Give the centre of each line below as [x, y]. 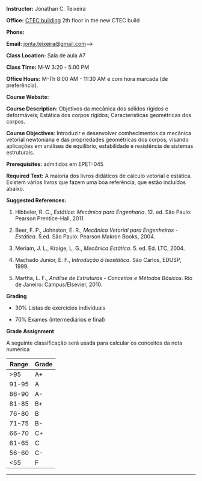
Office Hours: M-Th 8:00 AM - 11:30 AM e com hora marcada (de [87, 79]
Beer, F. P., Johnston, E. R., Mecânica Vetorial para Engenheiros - [96, 230]
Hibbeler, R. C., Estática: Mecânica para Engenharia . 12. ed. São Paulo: [103, 212]
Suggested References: [36, 200]
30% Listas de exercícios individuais [60, 308]
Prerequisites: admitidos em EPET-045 [55, 164]
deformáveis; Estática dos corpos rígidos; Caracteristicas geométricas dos [99, 115]
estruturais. [20, 152]
